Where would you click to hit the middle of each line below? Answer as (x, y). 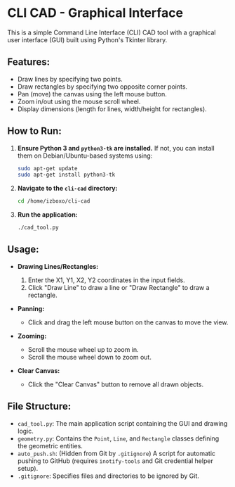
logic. (25, 431)
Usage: (23, 249)
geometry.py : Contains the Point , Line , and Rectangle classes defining (118, 438)
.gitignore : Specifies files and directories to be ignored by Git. (108, 476)
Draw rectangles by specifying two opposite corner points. (102, 87)
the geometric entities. (50, 445)
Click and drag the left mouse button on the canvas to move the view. (128, 322)
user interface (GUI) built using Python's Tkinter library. (87, 39)
